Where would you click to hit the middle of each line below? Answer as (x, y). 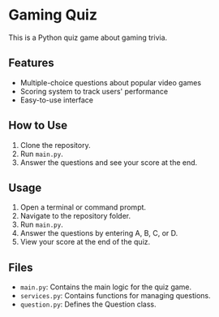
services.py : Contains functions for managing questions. (115, 296)
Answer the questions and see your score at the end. (109, 162)
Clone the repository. (55, 145)
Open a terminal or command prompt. (83, 207)
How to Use (38, 126)
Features (31, 63)
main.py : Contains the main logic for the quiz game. (106, 287)
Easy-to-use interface (57, 100)
